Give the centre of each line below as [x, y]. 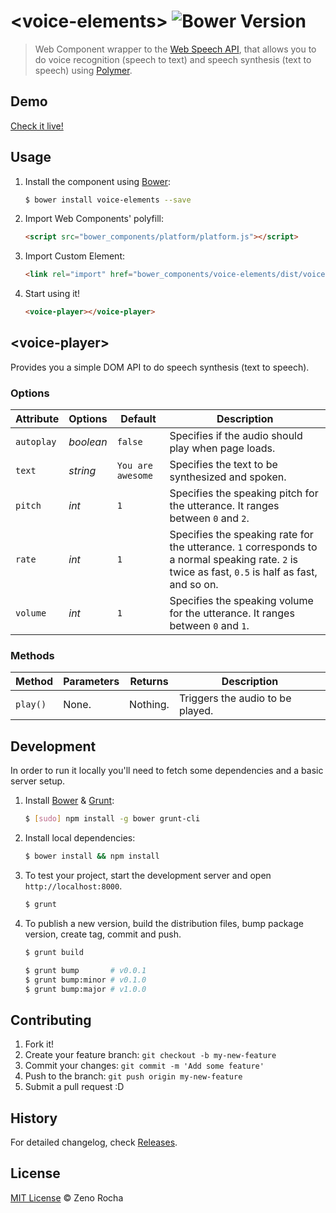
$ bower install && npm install [92, 856]
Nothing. [149, 705]
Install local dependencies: [80, 838]
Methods [32, 656]
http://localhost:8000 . [73, 886]
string [82, 471]
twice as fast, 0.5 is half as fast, [243, 572]
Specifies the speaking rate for [241, 535]
